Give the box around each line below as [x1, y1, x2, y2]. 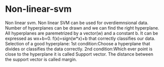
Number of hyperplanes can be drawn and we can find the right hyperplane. [5, 25, 160, 31]
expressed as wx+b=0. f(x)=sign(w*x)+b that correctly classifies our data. [5, 35, 156, 41]
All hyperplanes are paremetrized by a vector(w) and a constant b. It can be [5, 30, 159, 36]
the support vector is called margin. [5, 56, 77, 62]
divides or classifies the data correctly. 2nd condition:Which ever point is [5, 46, 153, 52]
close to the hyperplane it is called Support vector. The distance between [5, 51, 154, 57]
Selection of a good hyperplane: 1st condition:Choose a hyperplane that [5, 40, 151, 46]
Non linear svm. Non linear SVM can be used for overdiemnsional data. [5, 20, 149, 26]
